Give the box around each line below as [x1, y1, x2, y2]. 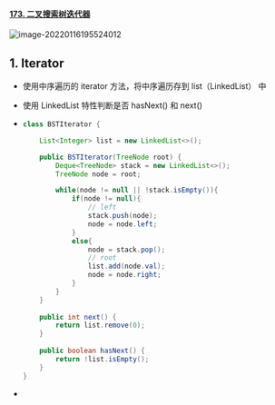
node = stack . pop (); [87, 245, 166, 254]
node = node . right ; [87, 271, 162, 280]
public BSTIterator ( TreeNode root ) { [39, 153, 182, 162]
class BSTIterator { [22, 120, 101, 129]
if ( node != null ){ [71, 194, 142, 203]
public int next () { [39, 312, 117, 321]
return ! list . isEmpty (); [55, 354, 150, 363]
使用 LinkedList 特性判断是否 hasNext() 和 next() [22, 100, 202, 111]
